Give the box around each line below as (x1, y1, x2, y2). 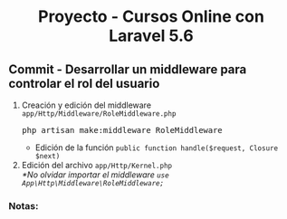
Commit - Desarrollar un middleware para (8, 62, 247, 77)
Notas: (8, 199, 39, 212)
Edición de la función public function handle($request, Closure (34, 142, 278, 153)
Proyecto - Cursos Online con (38, 6, 264, 27)
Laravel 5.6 (109, 25, 194, 46)
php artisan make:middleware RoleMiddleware (21, 125, 223, 135)
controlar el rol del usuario (8, 75, 160, 91)
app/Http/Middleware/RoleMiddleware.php (21, 109, 177, 119)
